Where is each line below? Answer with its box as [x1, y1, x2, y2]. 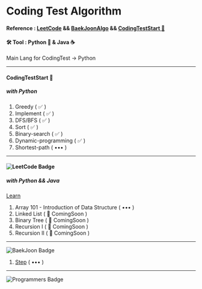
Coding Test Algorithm [6, 4, 122, 18]
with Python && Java [6, 177, 60, 184]
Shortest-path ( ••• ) [14, 144, 67, 151]
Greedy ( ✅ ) [14, 103, 46, 110]
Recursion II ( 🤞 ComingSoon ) [14, 229, 90, 237]
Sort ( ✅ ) [14, 123, 39, 130]
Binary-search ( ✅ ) [14, 130, 63, 137]
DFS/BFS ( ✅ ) [14, 116, 50, 124]
